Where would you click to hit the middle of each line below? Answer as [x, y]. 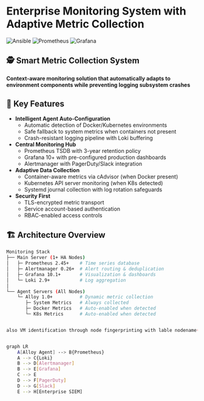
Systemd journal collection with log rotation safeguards [93, 189]
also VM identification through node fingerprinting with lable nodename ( [103, 330]
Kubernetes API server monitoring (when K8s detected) [93, 183]
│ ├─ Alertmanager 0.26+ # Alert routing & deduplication [85, 269]
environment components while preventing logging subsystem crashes [98, 85]
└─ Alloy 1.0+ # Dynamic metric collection [85, 297]
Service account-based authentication [72, 209]
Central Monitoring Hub [46, 144]
